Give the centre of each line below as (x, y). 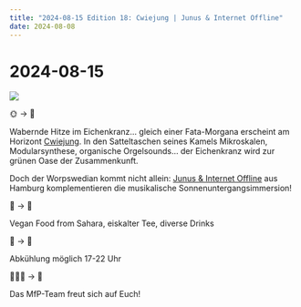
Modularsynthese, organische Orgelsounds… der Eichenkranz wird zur (142, 151)
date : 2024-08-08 (42, 26)
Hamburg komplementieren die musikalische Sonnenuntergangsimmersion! (150, 189)
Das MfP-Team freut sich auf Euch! (75, 294)
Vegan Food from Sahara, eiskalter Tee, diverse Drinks (112, 223)
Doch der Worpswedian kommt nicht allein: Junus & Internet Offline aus (144, 179)
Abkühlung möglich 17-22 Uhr (65, 259)
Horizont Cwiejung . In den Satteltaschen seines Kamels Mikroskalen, (139, 141)
